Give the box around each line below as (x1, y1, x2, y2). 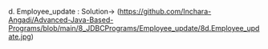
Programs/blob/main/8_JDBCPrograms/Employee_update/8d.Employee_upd (8, 24, 260, 32)
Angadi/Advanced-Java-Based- (8, 15, 114, 24)
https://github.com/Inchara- (119, 7, 212, 16)
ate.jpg (8, 32, 32, 41)
